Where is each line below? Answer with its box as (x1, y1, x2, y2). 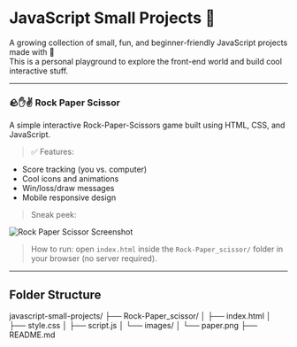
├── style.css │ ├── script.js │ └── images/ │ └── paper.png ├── (9, 320, 258, 331)
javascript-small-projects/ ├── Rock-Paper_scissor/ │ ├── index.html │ (9, 311, 271, 321)
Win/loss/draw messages (21, 183, 115, 194)
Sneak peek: (30, 210, 77, 220)
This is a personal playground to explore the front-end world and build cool (9, 56, 283, 66)
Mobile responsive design (21, 192, 117, 203)
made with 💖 (9, 46, 55, 57)
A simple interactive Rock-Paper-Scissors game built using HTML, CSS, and (9, 120, 286, 131)
